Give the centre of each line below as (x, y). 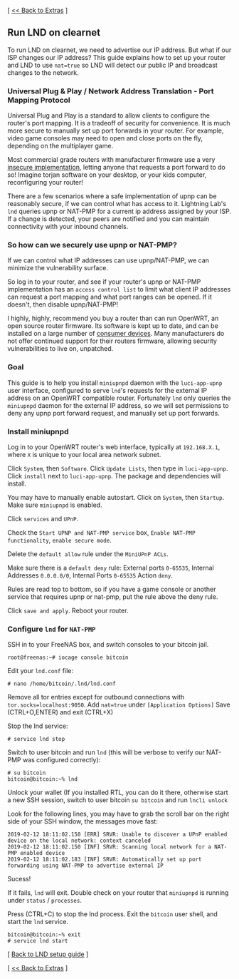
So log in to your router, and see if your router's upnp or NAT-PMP (104, 282)
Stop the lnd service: (38, 726)
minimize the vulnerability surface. (58, 268)
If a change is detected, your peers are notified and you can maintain (108, 219)
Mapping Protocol (39, 100)
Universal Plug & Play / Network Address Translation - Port (111, 91)
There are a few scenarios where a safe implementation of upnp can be (112, 196)
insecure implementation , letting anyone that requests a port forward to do (116, 168)
